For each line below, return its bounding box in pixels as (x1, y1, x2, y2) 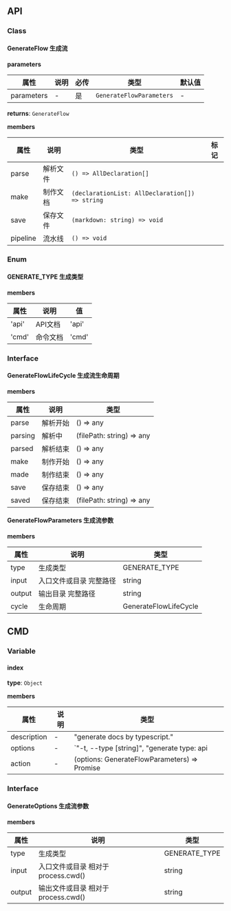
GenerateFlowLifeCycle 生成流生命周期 (7, 372, 120, 380)
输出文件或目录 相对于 (38, 883, 110, 892)
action (10, 759, 31, 768)
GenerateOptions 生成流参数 (7, 802, 89, 810)
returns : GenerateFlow (7, 109, 69, 117)
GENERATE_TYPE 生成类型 (7, 272, 84, 281)
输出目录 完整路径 (38, 589, 96, 599)
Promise (74, 763, 101, 773)
